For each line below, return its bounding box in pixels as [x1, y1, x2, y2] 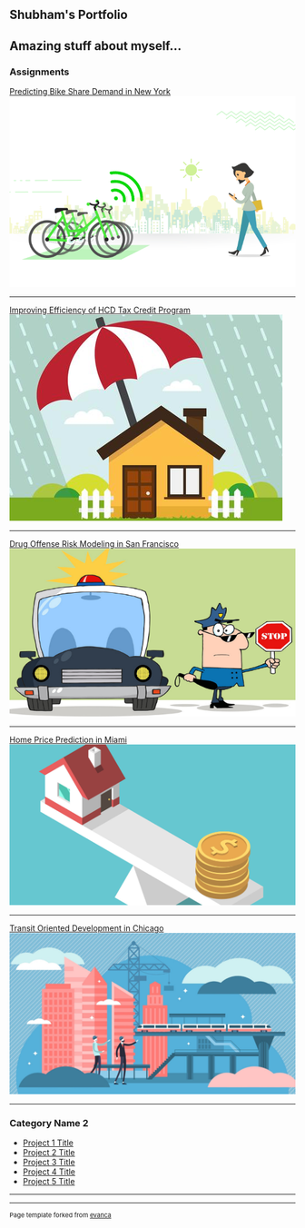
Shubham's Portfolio [9, 7, 129, 23]
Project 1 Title [22, 1137, 74, 1148]
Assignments [9, 65, 70, 78]
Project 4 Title [22, 1166, 75, 1177]
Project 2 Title [22, 1146, 75, 1157]
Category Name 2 [9, 1116, 89, 1129]
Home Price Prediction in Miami [9, 735, 127, 746]
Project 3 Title [22, 1156, 75, 1167]
